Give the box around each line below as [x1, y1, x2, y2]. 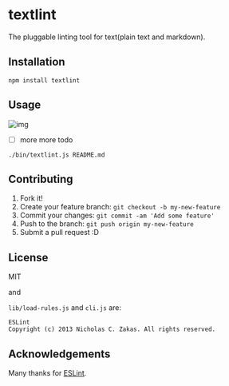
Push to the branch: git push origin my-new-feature [19, 219, 194, 229]
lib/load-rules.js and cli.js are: [8, 303, 122, 312]
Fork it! [19, 193, 44, 203]
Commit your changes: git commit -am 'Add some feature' [19, 210, 215, 221]
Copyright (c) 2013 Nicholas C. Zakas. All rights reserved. [8, 325, 216, 333]
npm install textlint [8, 76, 81, 85]
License [8, 250, 49, 265]
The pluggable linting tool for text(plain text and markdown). [8, 32, 206, 42]
